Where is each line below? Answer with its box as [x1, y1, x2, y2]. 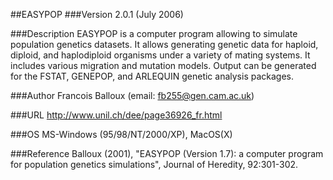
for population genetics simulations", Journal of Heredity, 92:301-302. [10, 159, 299, 170]
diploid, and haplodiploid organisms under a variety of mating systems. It [10, 49, 311, 61]
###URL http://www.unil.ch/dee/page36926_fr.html [10, 109, 223, 121]
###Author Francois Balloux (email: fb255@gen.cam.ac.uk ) [10, 90, 255, 101]
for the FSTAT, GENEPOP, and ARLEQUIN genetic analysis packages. [10, 70, 295, 82]
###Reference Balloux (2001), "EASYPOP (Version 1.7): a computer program [10, 148, 324, 159]
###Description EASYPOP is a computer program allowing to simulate [10, 28, 298, 39]
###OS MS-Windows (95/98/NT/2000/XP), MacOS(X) [10, 129, 233, 140]
